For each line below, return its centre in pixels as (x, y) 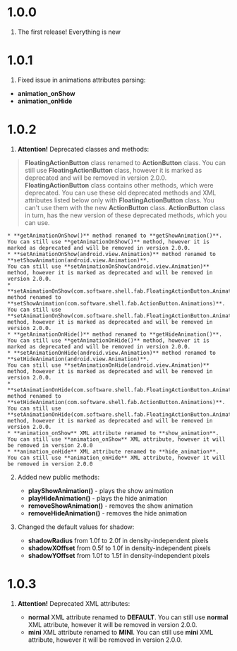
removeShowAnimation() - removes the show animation (110, 506)
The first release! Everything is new (69, 32)
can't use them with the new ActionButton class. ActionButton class (125, 207)
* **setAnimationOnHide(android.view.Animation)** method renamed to (112, 353)
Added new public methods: (59, 477)
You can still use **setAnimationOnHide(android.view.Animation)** (109, 365)
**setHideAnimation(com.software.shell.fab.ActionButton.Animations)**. (116, 402)
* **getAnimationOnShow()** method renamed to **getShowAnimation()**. (115, 236)
